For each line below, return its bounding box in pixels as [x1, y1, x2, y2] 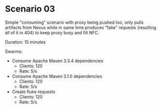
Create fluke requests [12, 89, 56, 94]
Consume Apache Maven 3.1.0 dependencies [12, 73, 102, 79]
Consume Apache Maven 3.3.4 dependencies [12, 58, 103, 63]
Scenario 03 [5, 3, 56, 15]
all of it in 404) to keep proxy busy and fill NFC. [5, 30, 99, 35]
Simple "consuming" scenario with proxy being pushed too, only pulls [5, 19, 144, 25]
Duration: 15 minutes [5, 39, 46, 45]
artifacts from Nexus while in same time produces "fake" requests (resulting [5, 24, 156, 30]
